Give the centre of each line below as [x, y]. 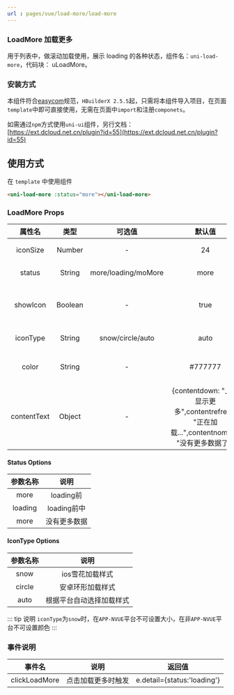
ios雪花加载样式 [87, 574]
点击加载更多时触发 [97, 680]
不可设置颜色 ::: [35, 627]
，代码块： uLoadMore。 [55, 64]
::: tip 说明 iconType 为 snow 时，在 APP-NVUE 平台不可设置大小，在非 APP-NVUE [111, 618]
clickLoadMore [35, 680]
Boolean [70, 305]
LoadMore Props [36, 212]
